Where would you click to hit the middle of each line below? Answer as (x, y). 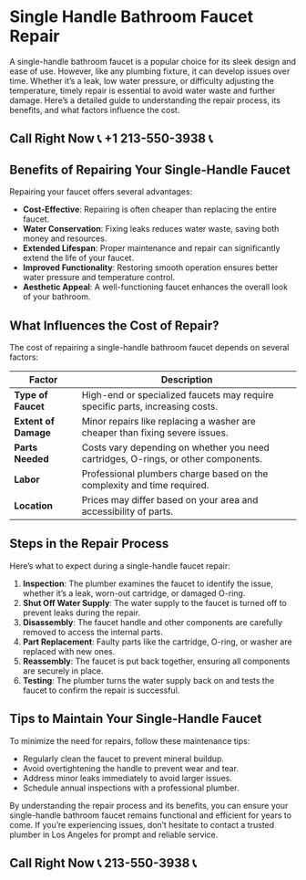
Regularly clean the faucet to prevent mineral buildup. (123, 759)
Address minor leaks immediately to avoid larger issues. (127, 778)
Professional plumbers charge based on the (175, 474)
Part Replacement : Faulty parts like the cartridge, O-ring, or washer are (158, 642)
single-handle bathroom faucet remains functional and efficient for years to (151, 815)
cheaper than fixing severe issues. (155, 433)
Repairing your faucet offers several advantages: (101, 192)
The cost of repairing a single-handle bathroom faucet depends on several (149, 347)
